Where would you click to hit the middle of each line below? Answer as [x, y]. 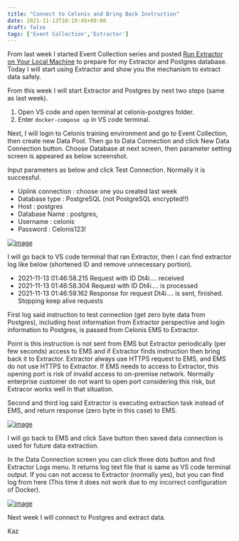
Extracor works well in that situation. [60, 389]
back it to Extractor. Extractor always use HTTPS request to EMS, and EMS [117, 359]
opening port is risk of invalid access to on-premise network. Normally [111, 374]
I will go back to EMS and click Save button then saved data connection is [115, 438]
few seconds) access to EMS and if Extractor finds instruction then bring [114, 351]
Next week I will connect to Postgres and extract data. [86, 517]
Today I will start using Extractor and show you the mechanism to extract [114, 69]
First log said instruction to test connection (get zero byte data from [106, 315]
